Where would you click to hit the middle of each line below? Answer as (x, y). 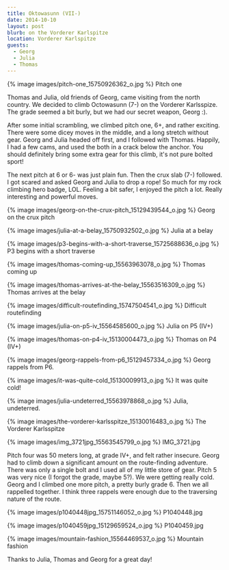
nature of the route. (34, 499)
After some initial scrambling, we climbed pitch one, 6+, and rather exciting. (113, 125)
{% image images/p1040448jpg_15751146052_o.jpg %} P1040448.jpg (105, 512)
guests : (18, 45)
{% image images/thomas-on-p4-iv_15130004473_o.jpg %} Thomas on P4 (112, 339)
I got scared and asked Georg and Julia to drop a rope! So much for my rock (114, 182)
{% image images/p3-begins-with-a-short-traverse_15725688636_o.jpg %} (113, 243)
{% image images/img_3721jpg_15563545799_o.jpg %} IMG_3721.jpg (104, 442)
